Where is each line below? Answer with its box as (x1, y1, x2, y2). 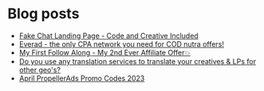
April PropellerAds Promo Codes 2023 (18, 73, 145, 83)
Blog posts (7, 5, 80, 23)
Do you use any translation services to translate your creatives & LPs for (18, 56, 257, 66)
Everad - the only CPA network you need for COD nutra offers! (18, 39, 225, 48)
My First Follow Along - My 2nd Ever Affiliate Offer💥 (18, 47, 191, 57)
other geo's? (18, 65, 61, 74)
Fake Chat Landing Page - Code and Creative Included (18, 31, 199, 40)
